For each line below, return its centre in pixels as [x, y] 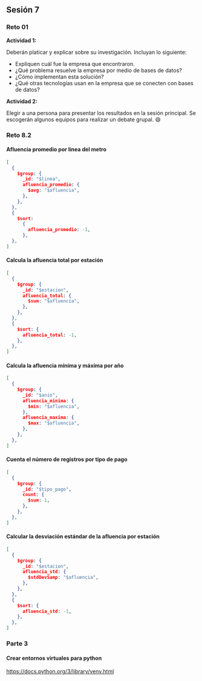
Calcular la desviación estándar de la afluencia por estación [83, 536]
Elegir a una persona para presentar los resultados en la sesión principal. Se [101, 113]
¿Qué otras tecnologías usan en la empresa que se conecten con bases [104, 83]
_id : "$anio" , [40, 395]
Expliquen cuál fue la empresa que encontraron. [75, 64]
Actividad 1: [21, 40]
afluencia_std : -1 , [47, 611]
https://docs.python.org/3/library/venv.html [60, 671]
